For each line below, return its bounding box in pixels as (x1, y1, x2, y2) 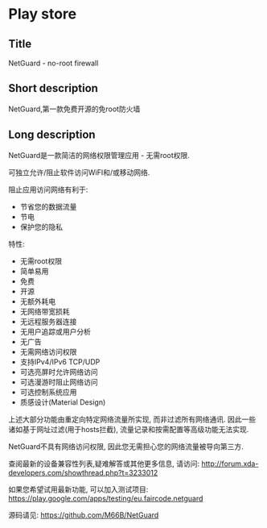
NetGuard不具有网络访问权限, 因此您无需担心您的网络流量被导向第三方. (8, 441, 244, 451)
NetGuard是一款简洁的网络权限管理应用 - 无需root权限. (8, 150, 191, 160)
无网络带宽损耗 (19, 306, 70, 316)
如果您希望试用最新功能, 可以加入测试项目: (8, 484, 149, 494)
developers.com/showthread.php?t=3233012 (8, 468, 158, 477)
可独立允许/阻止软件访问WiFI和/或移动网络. (8, 167, 150, 177)
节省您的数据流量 (19, 202, 77, 211)
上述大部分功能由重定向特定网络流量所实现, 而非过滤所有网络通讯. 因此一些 (8, 414, 256, 424)
